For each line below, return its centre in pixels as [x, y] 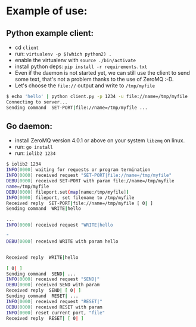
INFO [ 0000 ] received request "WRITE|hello [60, 225]
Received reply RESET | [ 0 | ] [45, 318]
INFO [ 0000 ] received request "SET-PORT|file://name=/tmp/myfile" [89, 175]
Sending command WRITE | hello [44, 209]
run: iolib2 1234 [35, 153]
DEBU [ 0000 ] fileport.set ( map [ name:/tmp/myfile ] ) [68, 192]
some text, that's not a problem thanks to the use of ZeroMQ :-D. [94, 79]
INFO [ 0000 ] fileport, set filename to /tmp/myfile [70, 198]
